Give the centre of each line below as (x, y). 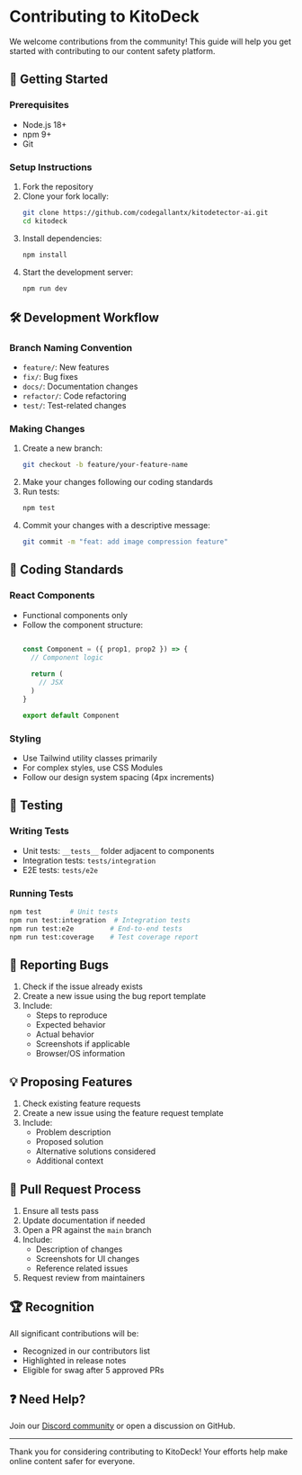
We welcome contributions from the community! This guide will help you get (151, 41)
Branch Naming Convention (71, 347)
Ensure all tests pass (60, 1210)
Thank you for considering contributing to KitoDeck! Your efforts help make (149, 1452)
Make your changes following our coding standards (118, 482)
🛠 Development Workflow (84, 317)
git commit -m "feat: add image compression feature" (125, 542)
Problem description (73, 1132)
